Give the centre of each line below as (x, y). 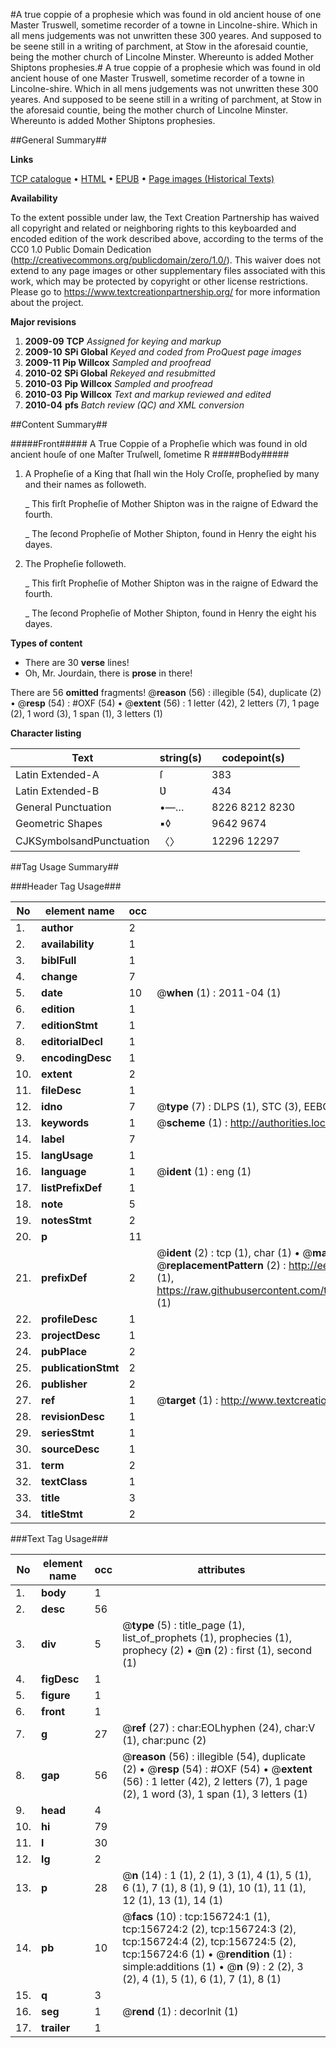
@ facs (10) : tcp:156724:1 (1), (196, 1916)
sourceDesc (70, 1449)
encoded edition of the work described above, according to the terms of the (167, 238)
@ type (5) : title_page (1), (184, 1625)
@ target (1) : (187, 1400)
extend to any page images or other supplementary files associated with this (168, 270)
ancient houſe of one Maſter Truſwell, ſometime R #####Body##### (150, 454)
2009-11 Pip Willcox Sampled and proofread (118, 362)
